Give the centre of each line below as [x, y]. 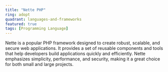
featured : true [21, 24]
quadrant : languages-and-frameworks [43, 19]
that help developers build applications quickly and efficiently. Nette [75, 54]
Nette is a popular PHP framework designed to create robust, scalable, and [83, 43]
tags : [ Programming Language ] [37, 29]
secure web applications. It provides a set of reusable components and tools [84, 48]
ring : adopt [18, 15]
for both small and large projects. [39, 64]
